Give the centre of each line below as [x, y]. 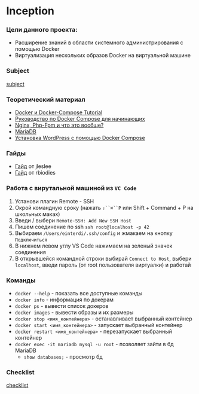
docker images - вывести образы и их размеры [74, 312]
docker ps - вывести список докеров [62, 306]
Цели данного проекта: [42, 30]
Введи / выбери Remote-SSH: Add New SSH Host [73, 220]
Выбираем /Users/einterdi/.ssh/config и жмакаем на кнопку [94, 233]
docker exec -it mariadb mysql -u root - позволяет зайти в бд [94, 344]
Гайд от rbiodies [35, 173]
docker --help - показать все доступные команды [79, 293]
